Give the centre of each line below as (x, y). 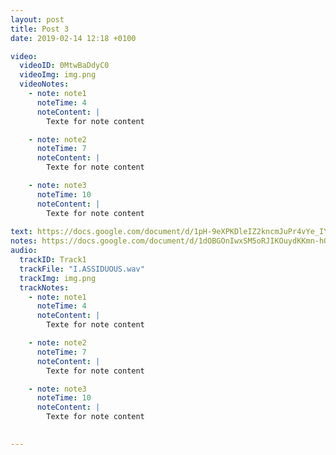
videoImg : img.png (58, 75)
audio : (24, 251)
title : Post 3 (40, 29)
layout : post (37, 19)
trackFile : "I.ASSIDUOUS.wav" (82, 269)
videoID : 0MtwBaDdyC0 (64, 66)
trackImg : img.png (58, 278)
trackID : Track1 (53, 260)
